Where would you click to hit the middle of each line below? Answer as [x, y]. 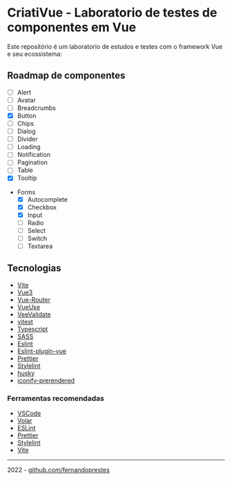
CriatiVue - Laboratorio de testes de [112, 13]
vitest [25, 321]
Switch [37, 238]
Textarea [40, 246]
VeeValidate [34, 314]
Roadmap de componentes [66, 76]
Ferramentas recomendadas [56, 398]
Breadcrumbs [37, 108]
